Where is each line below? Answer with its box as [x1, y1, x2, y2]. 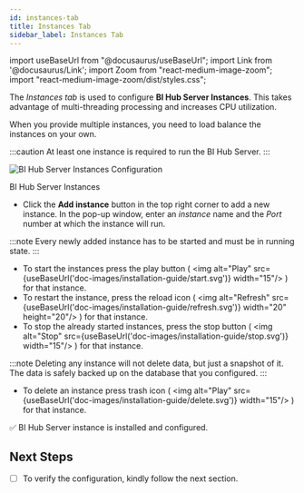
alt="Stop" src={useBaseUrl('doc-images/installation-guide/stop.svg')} [22, 330, 289, 341]
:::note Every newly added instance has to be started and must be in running [9, 236, 295, 247]
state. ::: [9, 246, 40, 257]
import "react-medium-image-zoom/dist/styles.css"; [9, 74, 207, 85]
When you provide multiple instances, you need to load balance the [9, 119, 261, 130]
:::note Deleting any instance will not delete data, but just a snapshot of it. [9, 358, 284, 369]
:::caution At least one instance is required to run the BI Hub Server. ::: [9, 146, 270, 157]
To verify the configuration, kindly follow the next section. [22, 473, 239, 484]
